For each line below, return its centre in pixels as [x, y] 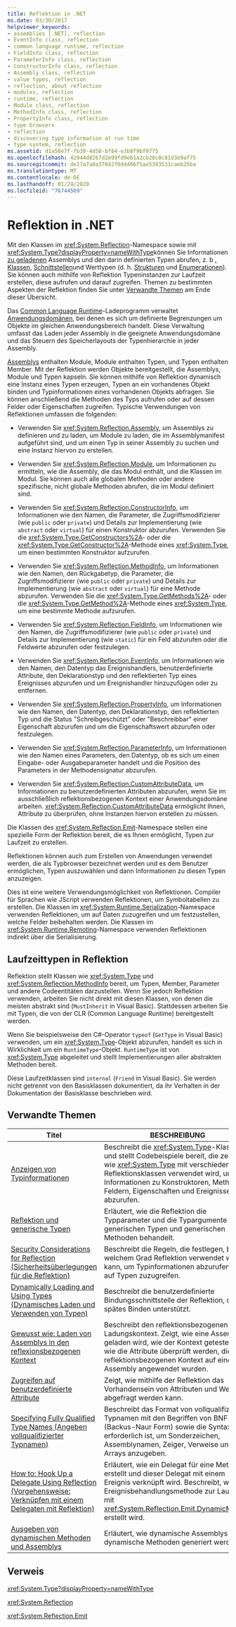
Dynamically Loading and [53, 1287]
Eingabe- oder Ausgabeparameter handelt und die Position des [109, 763]
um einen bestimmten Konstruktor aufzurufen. [84, 553]
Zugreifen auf [33, 1380]
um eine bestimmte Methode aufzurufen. [77, 611]
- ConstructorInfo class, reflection [63, 66]
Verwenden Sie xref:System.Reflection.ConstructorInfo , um [103, 508]
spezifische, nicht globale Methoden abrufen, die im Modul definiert [116, 486]
